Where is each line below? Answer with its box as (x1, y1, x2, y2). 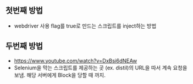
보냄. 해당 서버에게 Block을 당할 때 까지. (13, 71, 106, 78)
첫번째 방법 (5, 5, 43, 16)
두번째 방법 (5, 41, 43, 51)
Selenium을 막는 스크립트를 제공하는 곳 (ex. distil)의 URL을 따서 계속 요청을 (13, 64, 188, 71)
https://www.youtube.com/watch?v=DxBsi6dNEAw (13, 57, 137, 64)
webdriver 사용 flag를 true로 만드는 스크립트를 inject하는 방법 (13, 22, 157, 29)
